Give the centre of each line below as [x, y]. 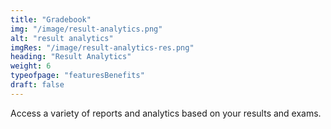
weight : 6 [31, 66]
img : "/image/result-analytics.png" [86, 29]
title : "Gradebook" [51, 19]
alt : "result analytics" [62, 38]
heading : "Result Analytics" [71, 57]
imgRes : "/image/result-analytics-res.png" [102, 47]
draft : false [37, 85]
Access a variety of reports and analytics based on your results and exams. [166, 113]
